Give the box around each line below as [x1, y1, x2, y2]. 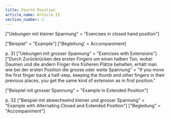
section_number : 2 [5, 17, 44, 22]
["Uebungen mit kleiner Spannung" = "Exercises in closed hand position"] [5, 31, 160, 37]
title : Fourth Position [5, 7, 56, 13]
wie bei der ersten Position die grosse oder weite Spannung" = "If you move [5, 67, 164, 73]
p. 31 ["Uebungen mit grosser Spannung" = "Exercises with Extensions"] [5, 50, 157, 56]
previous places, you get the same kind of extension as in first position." [5, 77, 156, 84]
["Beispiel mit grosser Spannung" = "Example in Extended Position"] [5, 87, 148, 94]
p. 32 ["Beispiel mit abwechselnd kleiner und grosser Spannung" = [5, 97, 145, 103]
